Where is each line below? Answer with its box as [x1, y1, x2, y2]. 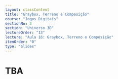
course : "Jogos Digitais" [5, 16, 58, 21]
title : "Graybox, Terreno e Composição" [5, 12, 90, 17]
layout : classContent [5, 7, 50, 12]
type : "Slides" [5, 44, 37, 49]
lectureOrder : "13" [5, 30, 45, 35]
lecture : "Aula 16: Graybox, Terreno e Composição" [5, 35, 114, 40]
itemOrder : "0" [5, 39, 37, 44]
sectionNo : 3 [5, 21, 32, 26]
